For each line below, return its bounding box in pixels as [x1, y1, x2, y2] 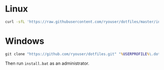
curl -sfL [5, 19, 25, 24]
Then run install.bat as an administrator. [5, 60, 89, 66]
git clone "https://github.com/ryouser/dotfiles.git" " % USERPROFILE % [5, 52, 150, 56]
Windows [5, 36, 44, 46]
